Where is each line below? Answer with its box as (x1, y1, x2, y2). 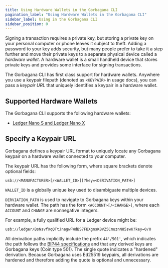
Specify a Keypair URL (5, 134, 76, 143)
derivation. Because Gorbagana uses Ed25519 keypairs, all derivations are (5, 251, 159, 257)
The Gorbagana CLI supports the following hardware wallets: (5, 110, 131, 116)
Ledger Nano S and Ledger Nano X (12, 120, 85, 126)
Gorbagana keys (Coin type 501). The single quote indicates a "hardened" (5, 246, 158, 252)
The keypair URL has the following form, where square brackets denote (5, 163, 153, 169)
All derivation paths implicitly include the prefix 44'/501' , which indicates (5, 235, 156, 241)
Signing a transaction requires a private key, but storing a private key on (5, 35, 154, 41)
